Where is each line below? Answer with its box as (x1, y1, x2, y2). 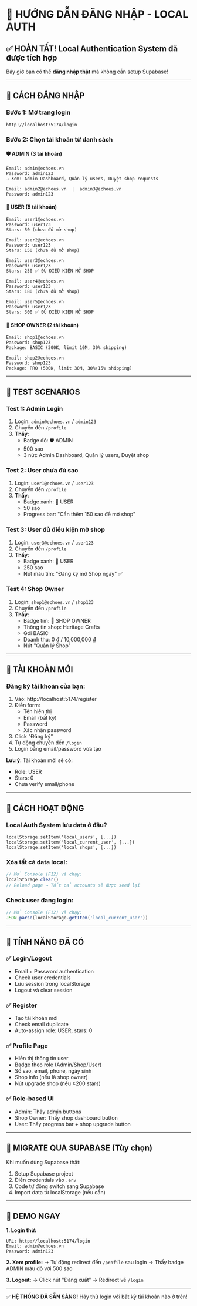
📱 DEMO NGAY (6, 1211, 60, 1221)
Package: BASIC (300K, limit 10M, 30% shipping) (6, 345, 127, 351)
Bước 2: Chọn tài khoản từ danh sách (6, 135, 113, 143)
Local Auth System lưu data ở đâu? (6, 821, 107, 829)
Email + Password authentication (14, 968, 94, 975)
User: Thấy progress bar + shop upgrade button (14, 1120, 131, 1127)
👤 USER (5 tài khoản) (6, 203, 57, 210)
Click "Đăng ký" (14, 733, 53, 740)
